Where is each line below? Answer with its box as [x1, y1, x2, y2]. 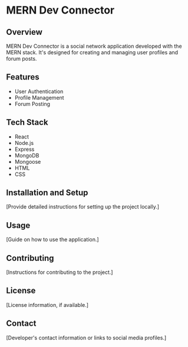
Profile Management [14, 94, 64, 101]
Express [14, 146, 35, 153]
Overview [6, 27, 43, 37]
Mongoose [14, 158, 41, 165]
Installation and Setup [6, 188, 88, 198]
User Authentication [14, 88, 64, 95]
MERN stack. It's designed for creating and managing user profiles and [6, 49, 179, 56]
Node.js [14, 139, 34, 146]
